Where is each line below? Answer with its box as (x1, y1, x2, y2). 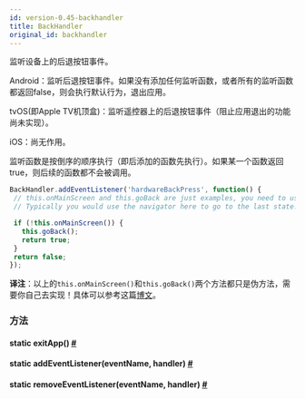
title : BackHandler (9, 22, 84, 31)
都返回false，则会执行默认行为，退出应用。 (9, 87, 171, 98)
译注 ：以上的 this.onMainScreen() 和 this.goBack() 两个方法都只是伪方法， (9, 278, 283, 289)
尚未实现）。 (9, 117, 54, 128)
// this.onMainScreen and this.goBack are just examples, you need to (13, 194, 286, 203)
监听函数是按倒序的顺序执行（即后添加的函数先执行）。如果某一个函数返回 (9, 156, 284, 167)
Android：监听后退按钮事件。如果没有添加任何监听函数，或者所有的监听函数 (9, 75, 293, 86)
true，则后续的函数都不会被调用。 (9, 167, 136, 178)
